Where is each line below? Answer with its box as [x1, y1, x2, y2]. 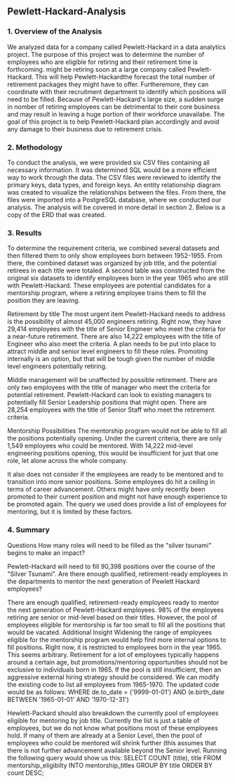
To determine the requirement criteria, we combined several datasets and [7, 244, 220, 252]
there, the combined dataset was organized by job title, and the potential [7, 259, 217, 268]
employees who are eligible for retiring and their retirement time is [7, 58, 198, 66]
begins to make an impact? [7, 548, 86, 557]
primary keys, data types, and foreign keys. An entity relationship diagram [7, 181, 221, 189]
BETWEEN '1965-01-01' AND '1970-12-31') [7, 695, 130, 703]
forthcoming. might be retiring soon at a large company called [7, 65, 187, 73]
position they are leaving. [7, 296, 81, 305]
